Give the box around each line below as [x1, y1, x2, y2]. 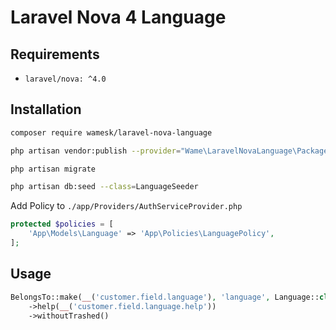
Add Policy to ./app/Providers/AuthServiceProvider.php [10, 200, 243, 212]
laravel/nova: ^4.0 [24, 74, 107, 84]
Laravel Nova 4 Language [10, 6, 227, 29]
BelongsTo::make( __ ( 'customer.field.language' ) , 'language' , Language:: [10, 292, 320, 302]
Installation [10, 101, 82, 118]
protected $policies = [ [10, 219, 114, 230]
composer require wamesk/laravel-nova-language [10, 127, 213, 138]
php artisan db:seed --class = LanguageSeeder [10, 182, 199, 192]
